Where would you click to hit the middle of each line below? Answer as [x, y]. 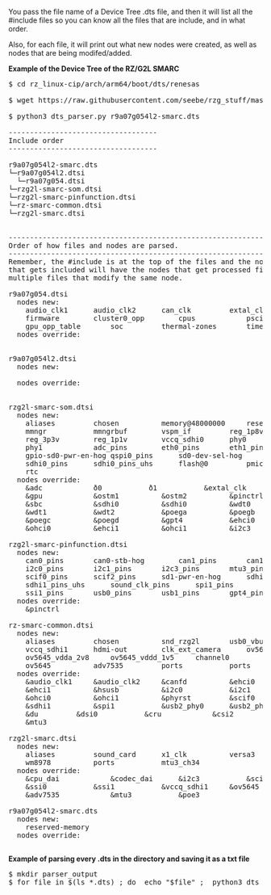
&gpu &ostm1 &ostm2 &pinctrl [144, 496]
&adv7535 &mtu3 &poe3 [113, 795]
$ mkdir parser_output [53, 874]
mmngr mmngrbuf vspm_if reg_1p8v [144, 431]
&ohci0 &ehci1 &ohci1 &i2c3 [138, 528]
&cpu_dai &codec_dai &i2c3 [113, 779]
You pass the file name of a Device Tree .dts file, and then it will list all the [131, 12]
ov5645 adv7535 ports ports [138, 666]
